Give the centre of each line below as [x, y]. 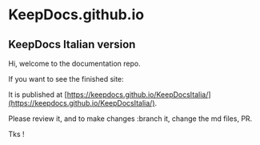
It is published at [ [38, 95]
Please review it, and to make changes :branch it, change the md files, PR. [130, 119]
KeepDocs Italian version [72, 44]
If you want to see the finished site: [66, 79]
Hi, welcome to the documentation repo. [75, 63]
